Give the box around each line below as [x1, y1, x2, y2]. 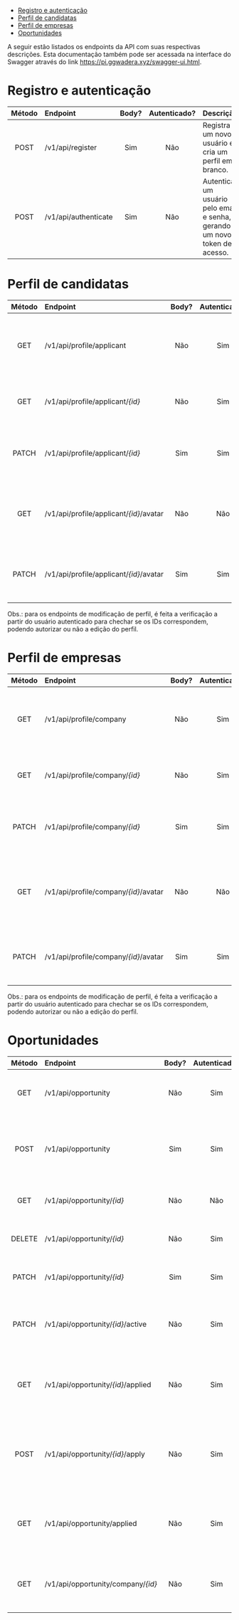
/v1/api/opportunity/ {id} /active [44, 1319, 147, 1329]
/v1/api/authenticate [44, 211, 113, 221]
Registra [202, 120, 230, 130]
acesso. [202, 247, 229, 257]
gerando [202, 221, 231, 231]
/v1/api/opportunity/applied [44, 1518, 137, 1528]
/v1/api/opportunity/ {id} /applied [44, 1379, 152, 1389]
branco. [202, 164, 229, 174]
